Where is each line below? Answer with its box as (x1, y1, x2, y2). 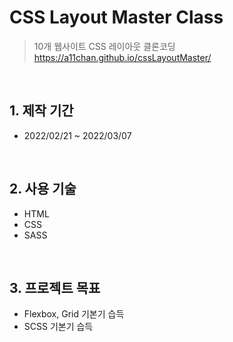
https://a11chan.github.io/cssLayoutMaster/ (33, 51, 212, 63)
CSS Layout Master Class (9, 6, 224, 29)
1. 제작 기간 (9, 102, 74, 120)
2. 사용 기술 (9, 181, 77, 198)
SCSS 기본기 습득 (23, 321, 94, 333)
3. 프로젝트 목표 (9, 279, 101, 296)
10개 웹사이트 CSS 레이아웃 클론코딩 (33, 40, 176, 52)
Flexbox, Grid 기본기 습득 (23, 308, 125, 320)
